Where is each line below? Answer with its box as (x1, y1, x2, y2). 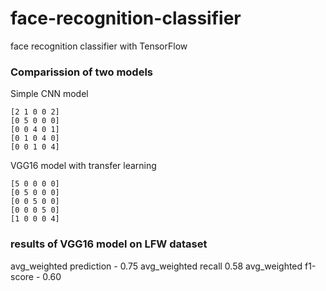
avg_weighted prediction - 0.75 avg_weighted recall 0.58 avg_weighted (10, 260, 303, 272)
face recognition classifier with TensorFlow (10, 40, 188, 52)
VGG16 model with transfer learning (10, 160, 157, 172)
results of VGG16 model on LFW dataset (10, 237, 208, 251)
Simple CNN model (10, 88, 89, 100)
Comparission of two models (10, 65, 153, 79)
